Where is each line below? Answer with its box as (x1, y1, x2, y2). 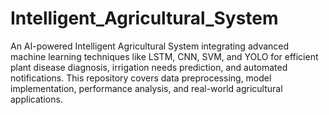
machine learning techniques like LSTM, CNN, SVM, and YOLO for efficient (10, 50, 319, 62)
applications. (10, 93, 63, 105)
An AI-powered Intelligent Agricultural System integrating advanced (10, 40, 290, 52)
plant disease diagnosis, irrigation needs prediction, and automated (10, 61, 288, 73)
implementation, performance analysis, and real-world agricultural (10, 82, 283, 94)
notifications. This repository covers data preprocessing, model (10, 72, 272, 84)
